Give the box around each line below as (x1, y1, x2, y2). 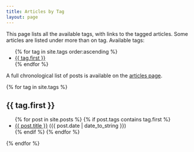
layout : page (6, 14, 38, 20)
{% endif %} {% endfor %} (14, 128, 80, 136)
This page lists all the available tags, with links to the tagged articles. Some (6, 30, 189, 37)
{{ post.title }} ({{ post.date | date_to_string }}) (14, 122, 127, 130)
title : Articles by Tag (6, 8, 65, 15)
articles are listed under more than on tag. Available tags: (6, 37, 144, 44)
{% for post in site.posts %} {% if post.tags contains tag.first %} (14, 116, 171, 123)
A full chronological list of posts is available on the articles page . (6, 72, 163, 79)
